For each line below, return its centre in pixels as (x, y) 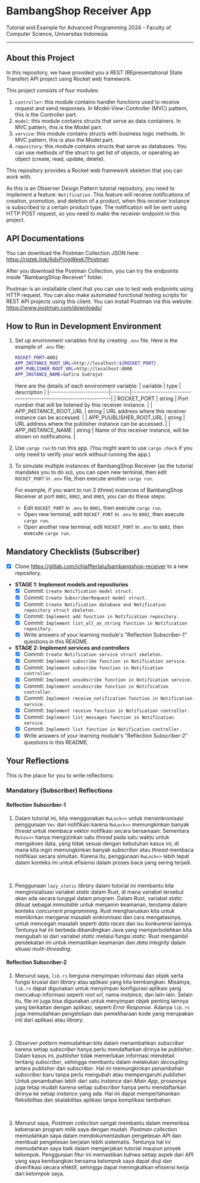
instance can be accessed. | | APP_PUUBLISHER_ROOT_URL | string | (100, 417)
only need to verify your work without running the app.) (82, 454)
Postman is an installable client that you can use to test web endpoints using (100, 288)
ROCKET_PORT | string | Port (153, 398)
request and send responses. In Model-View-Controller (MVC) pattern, (101, 108)
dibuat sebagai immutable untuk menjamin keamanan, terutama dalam (101, 904)
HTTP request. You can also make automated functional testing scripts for (97, 295)
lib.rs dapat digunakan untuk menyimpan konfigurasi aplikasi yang (98, 988)
